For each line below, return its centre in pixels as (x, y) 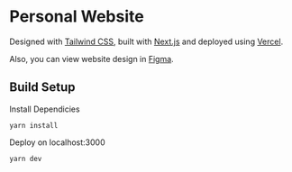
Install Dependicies (45, 109)
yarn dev (26, 158)
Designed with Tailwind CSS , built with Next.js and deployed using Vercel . (146, 41)
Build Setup (42, 87)
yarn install (34, 125)
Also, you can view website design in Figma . (91, 59)
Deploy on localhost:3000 (57, 142)
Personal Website (77, 17)
